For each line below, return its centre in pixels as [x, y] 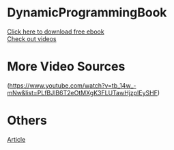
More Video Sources [66, 67]
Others [27, 121]
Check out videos [32, 38]
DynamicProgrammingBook [87, 13]
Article [16, 139]
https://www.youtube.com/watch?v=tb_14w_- [73, 85]
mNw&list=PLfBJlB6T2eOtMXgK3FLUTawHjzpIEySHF [83, 92]
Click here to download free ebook [56, 32]
